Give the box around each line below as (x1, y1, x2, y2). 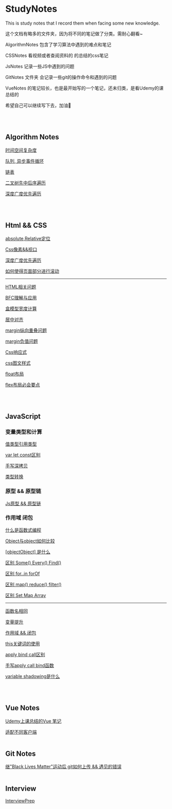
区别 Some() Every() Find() (5, 559, 61, 566)
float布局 (5, 371, 24, 377)
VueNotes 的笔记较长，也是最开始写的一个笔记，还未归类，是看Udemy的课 (5, 85, 164, 91)
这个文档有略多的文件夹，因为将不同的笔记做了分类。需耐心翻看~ (5, 30, 143, 36)
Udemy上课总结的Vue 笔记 (5, 718, 62, 724)
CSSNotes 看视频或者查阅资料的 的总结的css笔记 (5, 52, 109, 58)
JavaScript (5, 412, 41, 420)
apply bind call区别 (5, 651, 45, 657)
